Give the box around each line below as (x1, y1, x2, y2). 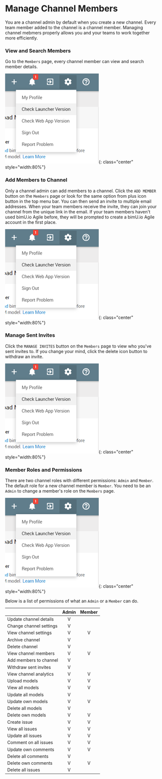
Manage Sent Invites (5, 332, 55, 339)
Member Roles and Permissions (5, 466, 82, 473)
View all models (7, 685, 39, 691)
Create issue (7, 719, 33, 725)
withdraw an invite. (5, 354, 44, 359)
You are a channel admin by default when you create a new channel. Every (5, 19, 156, 25)
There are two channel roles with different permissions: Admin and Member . (5, 478, 154, 484)
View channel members (7, 650, 55, 656)
